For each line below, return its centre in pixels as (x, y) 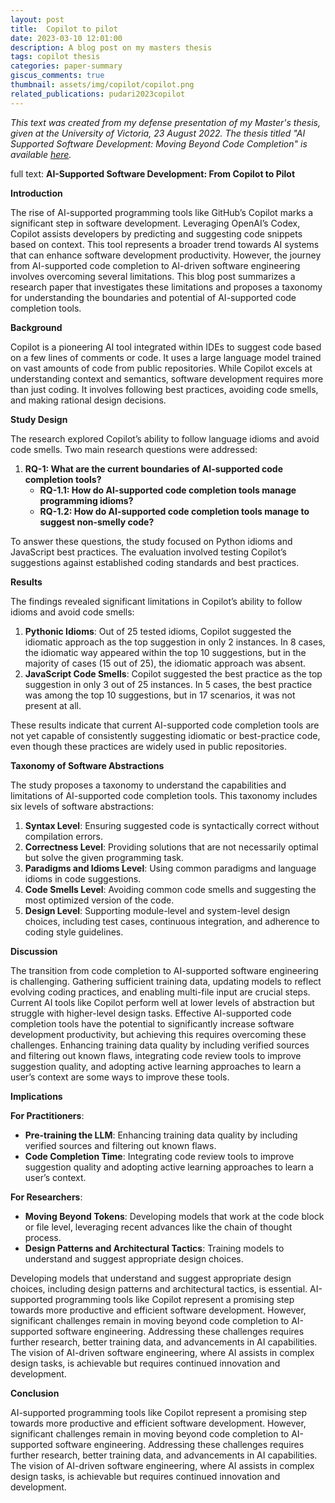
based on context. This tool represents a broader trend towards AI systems (165, 244)
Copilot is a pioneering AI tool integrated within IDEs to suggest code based (166, 347)
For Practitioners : (47, 1115)
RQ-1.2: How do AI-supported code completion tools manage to (174, 511)
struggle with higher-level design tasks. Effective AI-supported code (151, 1013)
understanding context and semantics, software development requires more (167, 378)
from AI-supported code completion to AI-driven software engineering (155, 265)
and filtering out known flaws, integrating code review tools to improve (156, 1055)
